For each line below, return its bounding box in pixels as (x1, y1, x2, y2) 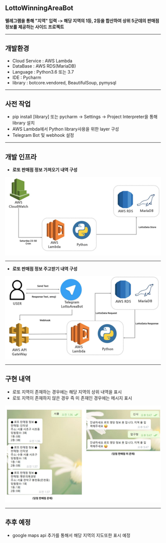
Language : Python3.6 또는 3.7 (12, 69, 74, 75)
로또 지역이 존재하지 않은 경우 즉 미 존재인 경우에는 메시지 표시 (12, 395, 132, 401)
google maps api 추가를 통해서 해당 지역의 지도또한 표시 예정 (12, 532, 131, 538)
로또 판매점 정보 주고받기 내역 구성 (12, 266, 78, 272)
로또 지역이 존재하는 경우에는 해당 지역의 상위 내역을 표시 (12, 388, 122, 394)
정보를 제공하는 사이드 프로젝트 (5, 24, 64, 30)
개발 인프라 (5, 153, 37, 161)
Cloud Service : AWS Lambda (12, 58, 73, 64)
